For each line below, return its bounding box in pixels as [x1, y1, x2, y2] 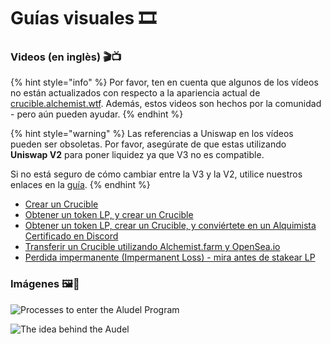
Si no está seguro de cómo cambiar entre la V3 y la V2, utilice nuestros [10, 168, 303, 180]
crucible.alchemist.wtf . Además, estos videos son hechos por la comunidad [10, 98, 322, 110]
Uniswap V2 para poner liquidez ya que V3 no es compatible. [10, 149, 265, 161]
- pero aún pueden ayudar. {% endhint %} [10, 108, 184, 120]
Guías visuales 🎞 [10, 7, 157, 30]
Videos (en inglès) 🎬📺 [10, 50, 122, 64]
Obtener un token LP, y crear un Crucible [24, 209, 194, 221]
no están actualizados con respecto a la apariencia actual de [10, 87, 261, 99]
